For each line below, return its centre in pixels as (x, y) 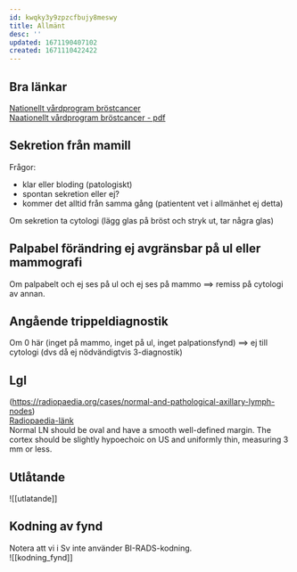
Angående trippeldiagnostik (89, 321)
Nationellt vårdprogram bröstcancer (75, 108)
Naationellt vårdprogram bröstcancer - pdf (87, 118)
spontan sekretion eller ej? (71, 193)
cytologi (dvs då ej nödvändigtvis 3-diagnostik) (96, 352)
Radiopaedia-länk (41, 421)
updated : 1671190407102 (54, 42)
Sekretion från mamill (70, 146)
